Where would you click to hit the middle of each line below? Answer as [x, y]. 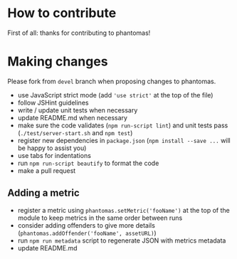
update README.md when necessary [73, 117]
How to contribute [62, 13]
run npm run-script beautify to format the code [88, 163]
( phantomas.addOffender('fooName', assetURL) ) [87, 233]
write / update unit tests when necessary [78, 110]
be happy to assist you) [52, 148]
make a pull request [47, 170]
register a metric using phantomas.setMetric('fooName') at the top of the [123, 210]
